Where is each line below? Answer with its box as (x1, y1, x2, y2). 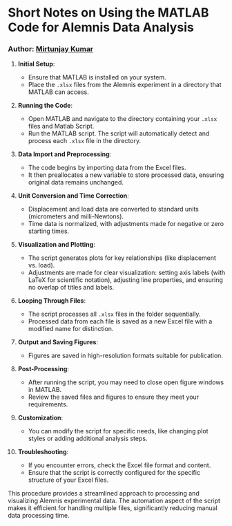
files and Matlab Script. (28, 122, 95, 131)
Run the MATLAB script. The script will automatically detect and (28, 129, 210, 138)
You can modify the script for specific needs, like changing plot (28, 427, 209, 435)
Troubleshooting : (17, 448, 69, 456)
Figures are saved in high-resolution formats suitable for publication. (28, 351, 224, 360)
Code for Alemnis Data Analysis (8, 19, 194, 35)
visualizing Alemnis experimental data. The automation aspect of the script (8, 496, 220, 505)
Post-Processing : (17, 365, 70, 373)
